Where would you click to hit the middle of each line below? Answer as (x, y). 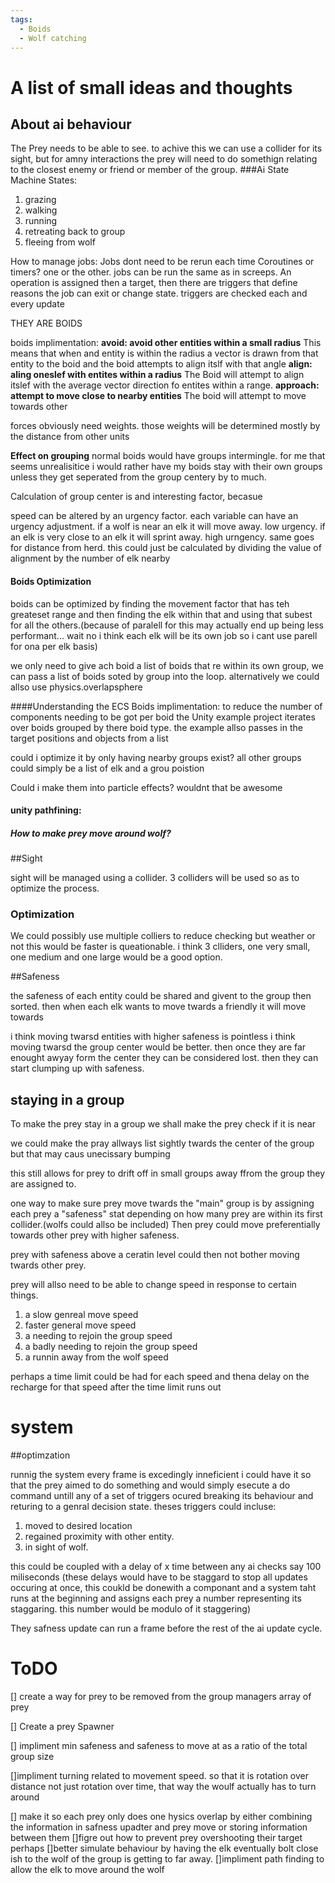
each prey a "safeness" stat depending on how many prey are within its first (166, 1214)
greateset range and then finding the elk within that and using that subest (161, 614)
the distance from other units (70, 437)
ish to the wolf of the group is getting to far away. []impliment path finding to (167, 1859)
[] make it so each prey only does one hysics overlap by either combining (161, 1817)
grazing (40, 200)
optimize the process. (55, 888)
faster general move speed (80, 1325)
